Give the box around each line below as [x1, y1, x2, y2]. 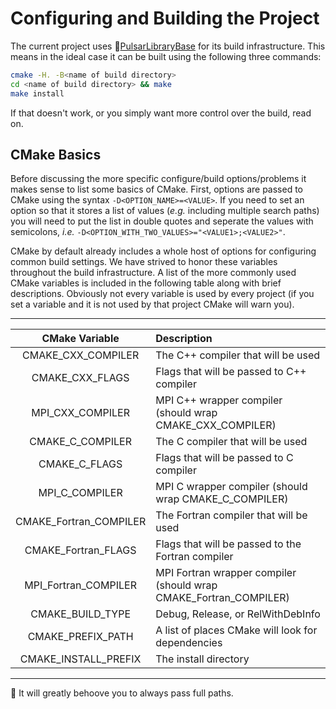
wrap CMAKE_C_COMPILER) [155, 492, 289, 506]
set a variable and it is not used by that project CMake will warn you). [10, 298, 295, 311]
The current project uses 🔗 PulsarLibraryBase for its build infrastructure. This [10, 40, 326, 52]
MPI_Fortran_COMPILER [24, 578, 137, 592]
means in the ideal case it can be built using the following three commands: [10, 50, 322, 62]
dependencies [155, 636, 223, 650]
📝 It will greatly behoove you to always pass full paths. [10, 687, 234, 699]
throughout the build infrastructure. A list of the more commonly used [10, 267, 297, 279]
